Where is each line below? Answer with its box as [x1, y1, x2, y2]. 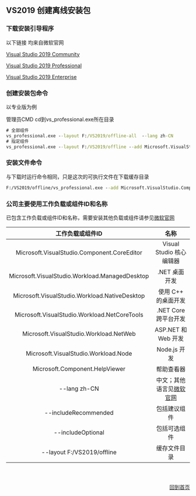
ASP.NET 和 [154, 325, 187, 333]
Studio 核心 [155, 248, 187, 256]
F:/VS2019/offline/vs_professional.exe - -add [6, 185, 118, 191]
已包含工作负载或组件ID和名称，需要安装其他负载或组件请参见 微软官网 [6, 214, 175, 221]
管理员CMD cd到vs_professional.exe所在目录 [6, 116, 114, 123]
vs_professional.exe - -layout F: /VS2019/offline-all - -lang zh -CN [6, 133, 174, 139]
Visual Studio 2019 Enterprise [6, 73, 77, 80]
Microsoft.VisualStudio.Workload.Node [26, 349, 132, 357]
